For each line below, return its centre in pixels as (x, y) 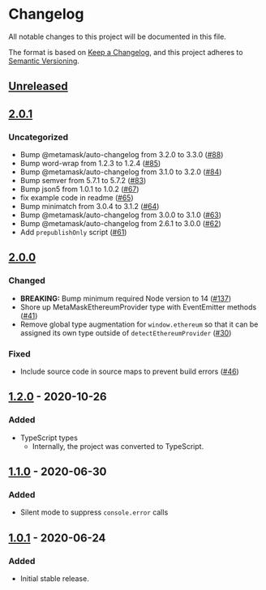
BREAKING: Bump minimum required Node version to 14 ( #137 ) (126, 298)
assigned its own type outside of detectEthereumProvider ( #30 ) (126, 332)
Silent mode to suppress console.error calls (94, 512)
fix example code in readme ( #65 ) (77, 198)
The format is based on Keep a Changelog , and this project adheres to (126, 52)
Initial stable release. (54, 579)
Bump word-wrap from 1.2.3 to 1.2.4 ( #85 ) (90, 164)
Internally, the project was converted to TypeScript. (118, 446)
